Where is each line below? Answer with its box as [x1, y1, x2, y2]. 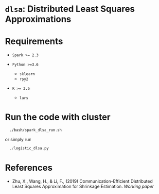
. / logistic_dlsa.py [9, 145, 49, 151]
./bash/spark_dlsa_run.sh [9, 128, 62, 133]
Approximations [5, 14, 71, 25]
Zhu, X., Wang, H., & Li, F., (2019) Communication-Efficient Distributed [12, 178, 153, 184]
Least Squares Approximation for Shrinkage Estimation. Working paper [12, 183, 154, 189]
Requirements [5, 36, 63, 47]
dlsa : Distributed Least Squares [5, 3, 135, 15]
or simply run [5, 136, 32, 142]
